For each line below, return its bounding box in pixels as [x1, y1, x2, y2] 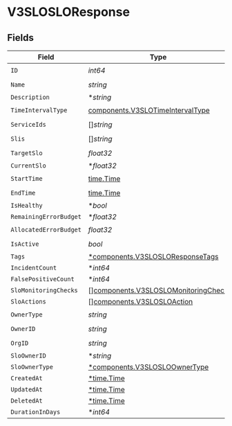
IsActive [10, 240, 39, 248]
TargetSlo [10, 149, 43, 157]
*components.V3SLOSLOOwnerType [88, 362, 209, 371]
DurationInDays [10, 408, 61, 416]
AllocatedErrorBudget [10, 226, 81, 233]
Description [10, 94, 50, 101]
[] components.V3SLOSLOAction [88, 297, 193, 306]
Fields [7, 32, 35, 44]
